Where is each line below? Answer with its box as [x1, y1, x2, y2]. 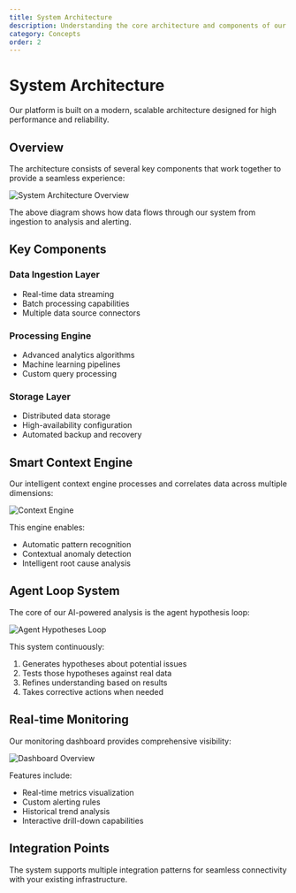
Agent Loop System [9, 584, 120, 599]
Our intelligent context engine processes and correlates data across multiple [9, 478, 287, 489]
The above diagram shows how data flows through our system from [9, 207, 256, 218]
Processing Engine [9, 329, 92, 341]
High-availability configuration [21, 420, 133, 431]
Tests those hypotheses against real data [21, 668, 172, 678]
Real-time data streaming [21, 288, 115, 299]
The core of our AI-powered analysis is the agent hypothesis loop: [9, 607, 250, 617]
